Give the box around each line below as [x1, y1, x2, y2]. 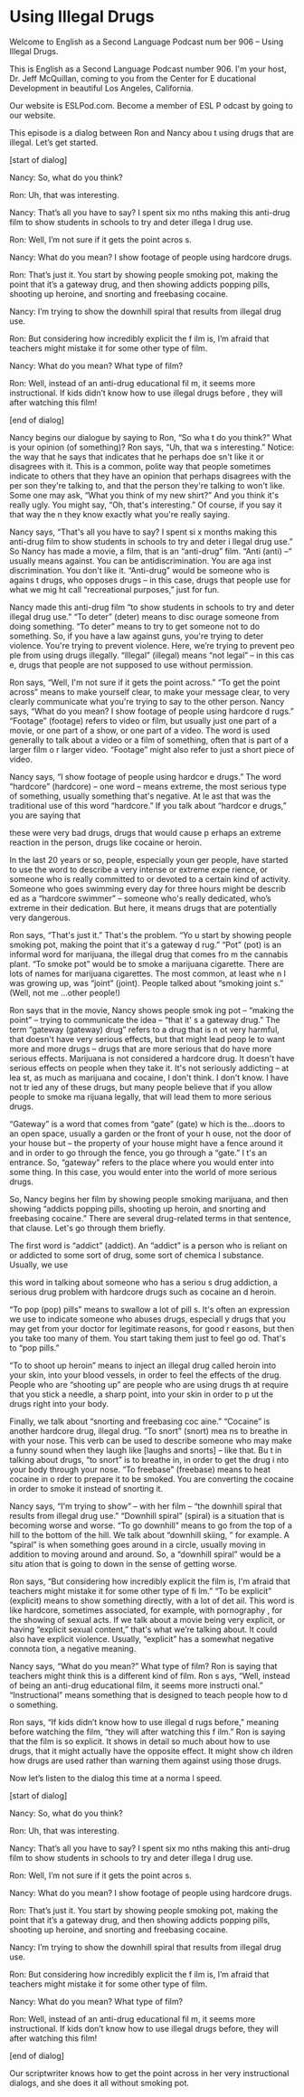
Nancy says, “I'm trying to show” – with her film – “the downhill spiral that [9, 1500, 282, 1512]
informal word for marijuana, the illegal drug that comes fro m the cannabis [9, 948, 289, 960]
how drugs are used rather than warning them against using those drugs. [9, 1755, 282, 1766]
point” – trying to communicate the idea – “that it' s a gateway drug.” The [9, 1014, 280, 1025]
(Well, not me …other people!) [9, 987, 120, 998]
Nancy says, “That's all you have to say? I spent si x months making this [9, 527, 278, 537]
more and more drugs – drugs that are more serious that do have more [9, 1043, 272, 1054]
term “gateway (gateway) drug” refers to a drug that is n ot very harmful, [9, 1024, 280, 1035]
